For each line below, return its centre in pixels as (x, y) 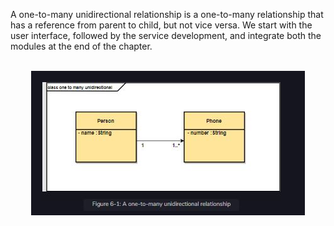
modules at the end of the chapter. (81, 46)
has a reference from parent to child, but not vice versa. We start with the (161, 25)
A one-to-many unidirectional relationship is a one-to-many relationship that (167, 14)
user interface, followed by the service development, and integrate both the (166, 35)
